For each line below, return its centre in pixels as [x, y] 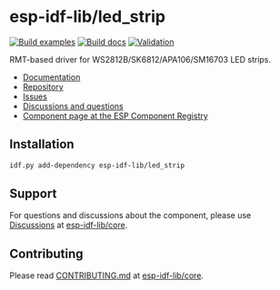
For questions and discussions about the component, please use [130, 215]
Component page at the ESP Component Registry [115, 115]
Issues [35, 96]
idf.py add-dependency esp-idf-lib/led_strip [97, 165]
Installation [42, 144]
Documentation [51, 77]
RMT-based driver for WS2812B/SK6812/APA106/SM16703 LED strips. [140, 59]
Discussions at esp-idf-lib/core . [69, 225]
